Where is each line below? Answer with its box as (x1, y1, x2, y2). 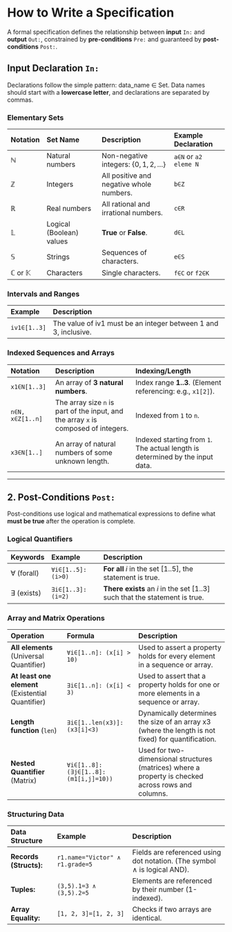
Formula (66, 631, 95, 641)
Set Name (46, 135, 79, 145)
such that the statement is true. (103, 593, 204, 602)
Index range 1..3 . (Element (135, 378, 222, 387)
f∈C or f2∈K (173, 268, 209, 278)
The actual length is (135, 443, 200, 453)
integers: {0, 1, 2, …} (101, 160, 166, 169)
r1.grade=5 (57, 861, 93, 868)
